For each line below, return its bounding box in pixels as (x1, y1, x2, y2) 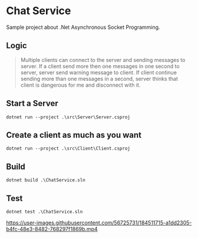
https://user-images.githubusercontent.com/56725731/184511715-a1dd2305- (6, 219, 192, 226)
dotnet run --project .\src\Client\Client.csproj (6, 146, 131, 151)
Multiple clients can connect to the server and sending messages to (20, 56, 186, 63)
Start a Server (6, 98, 58, 108)
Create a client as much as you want (6, 130, 142, 140)
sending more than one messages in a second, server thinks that (20, 75, 179, 82)
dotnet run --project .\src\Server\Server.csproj (6, 114, 131, 120)
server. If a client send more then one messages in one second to (20, 62, 180, 70)
